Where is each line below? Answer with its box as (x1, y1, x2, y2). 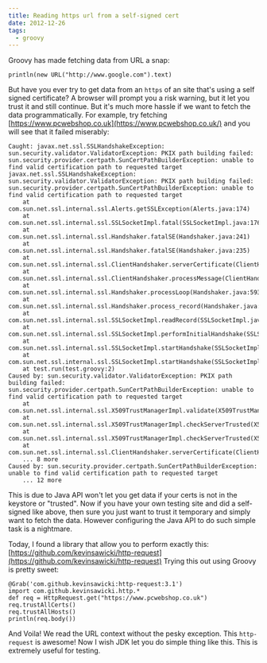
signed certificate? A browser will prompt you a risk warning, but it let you (8, 93, 250, 103)
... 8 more (22, 456, 59, 463)
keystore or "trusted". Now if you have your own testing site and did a (8, 498, 236, 509)
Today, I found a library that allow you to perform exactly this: (8, 540, 209, 549)
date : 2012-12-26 (8, 19, 66, 27)
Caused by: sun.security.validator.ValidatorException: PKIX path (8, 372, 233, 380)
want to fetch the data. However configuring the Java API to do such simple (8, 516, 256, 525)
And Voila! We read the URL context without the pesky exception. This (8, 629, 238, 638)
